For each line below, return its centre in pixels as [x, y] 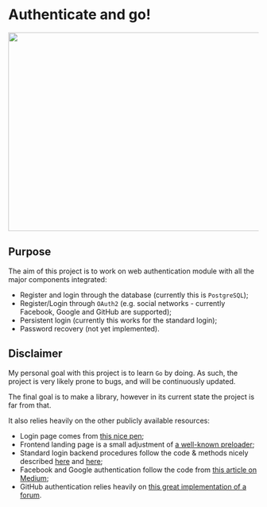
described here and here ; [61, 461]
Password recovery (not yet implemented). [90, 328]
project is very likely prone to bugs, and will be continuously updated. [122, 381]
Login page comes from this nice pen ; [82, 435]
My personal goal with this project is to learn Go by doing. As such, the [123, 373]
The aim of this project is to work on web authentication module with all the [131, 271]
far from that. [30, 405]
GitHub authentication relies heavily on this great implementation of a [133, 486]
